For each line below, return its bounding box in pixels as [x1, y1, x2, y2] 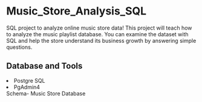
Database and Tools [6, 61, 83, 71]
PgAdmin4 [14, 83, 41, 91]
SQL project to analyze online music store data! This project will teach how [6, 24, 192, 31]
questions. [6, 43, 33, 51]
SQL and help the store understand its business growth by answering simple [6, 37, 197, 44]
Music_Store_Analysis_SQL [6, 4, 147, 18]
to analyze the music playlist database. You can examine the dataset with [6, 30, 189, 37]
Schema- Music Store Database [6, 89, 86, 97]
